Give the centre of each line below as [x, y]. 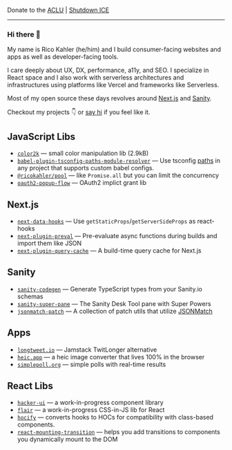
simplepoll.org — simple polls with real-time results [91, 364]
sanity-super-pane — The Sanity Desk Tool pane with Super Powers [114, 303]
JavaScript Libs [41, 137]
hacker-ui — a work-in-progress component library [90, 403]
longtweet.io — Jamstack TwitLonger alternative [87, 350]
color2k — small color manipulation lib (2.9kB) [83, 153]
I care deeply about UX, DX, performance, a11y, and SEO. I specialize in [108, 70]
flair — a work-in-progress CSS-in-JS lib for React [91, 410]
